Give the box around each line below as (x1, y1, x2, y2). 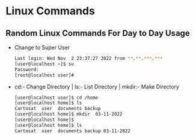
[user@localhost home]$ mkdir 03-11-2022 (14, 111, 123, 117)
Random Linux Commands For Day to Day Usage (5, 28, 190, 38)
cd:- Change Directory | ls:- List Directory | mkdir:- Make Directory (14, 83, 180, 90)
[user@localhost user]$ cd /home (14, 95, 99, 101)
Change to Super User (14, 44, 70, 51)
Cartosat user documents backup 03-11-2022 (14, 127, 130, 134)
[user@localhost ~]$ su (14, 61, 75, 67)
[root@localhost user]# (14, 72, 75, 78)
